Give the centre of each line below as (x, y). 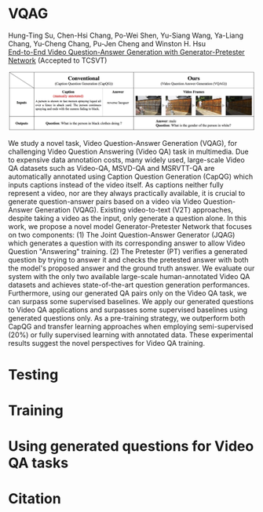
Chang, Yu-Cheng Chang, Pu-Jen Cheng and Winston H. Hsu (107, 43)
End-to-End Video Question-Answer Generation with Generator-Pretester (126, 52)
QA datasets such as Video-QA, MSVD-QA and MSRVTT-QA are (111, 168)
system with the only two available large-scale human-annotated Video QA (129, 276)
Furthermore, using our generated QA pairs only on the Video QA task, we (128, 293)
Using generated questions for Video (131, 447)
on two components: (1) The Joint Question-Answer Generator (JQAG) (122, 234)
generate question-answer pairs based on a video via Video (105, 202)
